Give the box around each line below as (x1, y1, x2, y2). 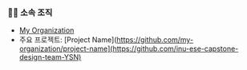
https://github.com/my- (116, 35, 194, 45)
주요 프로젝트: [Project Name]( (18, 35, 117, 45)
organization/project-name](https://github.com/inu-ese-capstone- (18, 44, 239, 53)
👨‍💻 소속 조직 (7, 6, 53, 17)
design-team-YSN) (18, 52, 82, 62)
